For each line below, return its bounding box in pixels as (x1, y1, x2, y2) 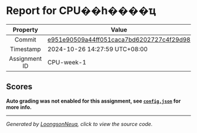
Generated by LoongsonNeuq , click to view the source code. (6, 120, 153, 127)
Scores (6, 82, 33, 92)
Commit (14, 35, 36, 43)
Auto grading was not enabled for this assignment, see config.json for (6, 97, 181, 104)
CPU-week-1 (47, 58, 87, 66)
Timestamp (9, 45, 41, 53)
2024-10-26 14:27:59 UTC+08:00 (47, 45, 148, 53)
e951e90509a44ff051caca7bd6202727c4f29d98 (47, 35, 191, 43)
